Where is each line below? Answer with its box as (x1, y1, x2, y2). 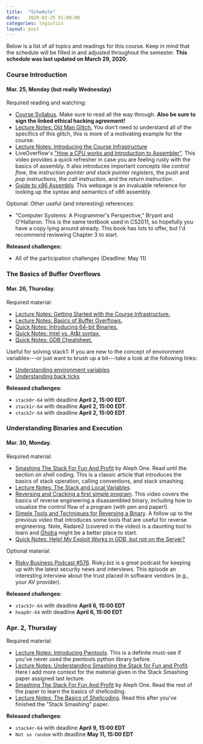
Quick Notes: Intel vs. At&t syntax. (15, 329, 101, 337)
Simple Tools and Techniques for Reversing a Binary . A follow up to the (15, 510, 193, 517)
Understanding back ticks (15, 372, 80, 380)
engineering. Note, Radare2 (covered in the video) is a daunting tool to (15, 522, 191, 530)
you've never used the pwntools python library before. (15, 655, 152, 663)
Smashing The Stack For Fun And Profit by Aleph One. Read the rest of (15, 681, 193, 688)
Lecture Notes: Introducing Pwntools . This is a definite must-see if (15, 649, 181, 656)
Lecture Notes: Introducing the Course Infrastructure (15, 143, 148, 151)
